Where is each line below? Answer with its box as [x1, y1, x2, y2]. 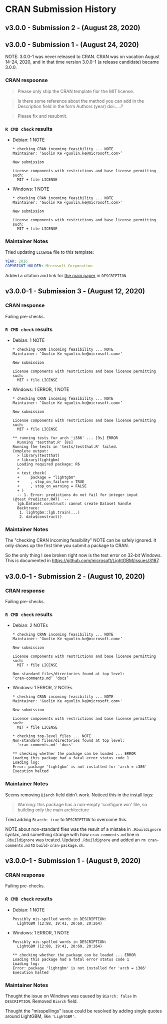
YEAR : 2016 [5, 259, 28, 264]
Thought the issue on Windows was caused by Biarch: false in [5, 992, 137, 999]
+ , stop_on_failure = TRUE [17, 479, 84, 484]
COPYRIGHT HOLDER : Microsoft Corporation [5, 264, 93, 269]
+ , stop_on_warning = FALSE [17, 484, 87, 489]
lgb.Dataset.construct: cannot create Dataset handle [17, 501, 131, 506]
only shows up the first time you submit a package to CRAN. [5, 543, 129, 549]
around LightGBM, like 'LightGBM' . [5, 1013, 76, 1019]
